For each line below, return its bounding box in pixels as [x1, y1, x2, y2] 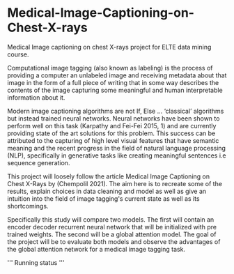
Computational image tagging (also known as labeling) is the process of [7, 63, 213, 72]
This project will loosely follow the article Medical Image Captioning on [7, 172, 210, 181]
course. [7, 50, 29, 59]
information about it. [7, 93, 65, 102]
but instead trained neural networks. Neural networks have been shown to [7, 114, 220, 123]
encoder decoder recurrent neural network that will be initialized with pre [7, 222, 217, 231]
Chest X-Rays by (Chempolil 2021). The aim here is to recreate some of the [7, 179, 223, 188]
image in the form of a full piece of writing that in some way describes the [7, 78, 219, 86]
